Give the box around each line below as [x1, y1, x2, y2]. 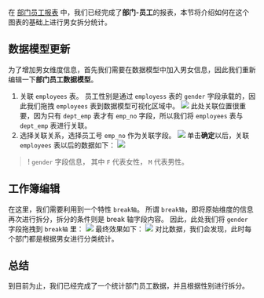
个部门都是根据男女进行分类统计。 [8, 234, 119, 243]
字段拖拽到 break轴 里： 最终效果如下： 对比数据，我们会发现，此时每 [8, 223, 252, 234]
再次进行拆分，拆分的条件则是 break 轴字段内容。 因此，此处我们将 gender [8, 214, 249, 223]
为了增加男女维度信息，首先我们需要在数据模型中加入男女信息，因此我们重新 [8, 64, 256, 74]
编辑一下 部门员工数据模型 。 [8, 74, 98, 84]
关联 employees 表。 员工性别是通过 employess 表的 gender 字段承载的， [19, 91, 249, 100]
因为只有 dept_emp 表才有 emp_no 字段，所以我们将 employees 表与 [33, 111, 244, 120]
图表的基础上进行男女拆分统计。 [8, 17, 112, 27]
